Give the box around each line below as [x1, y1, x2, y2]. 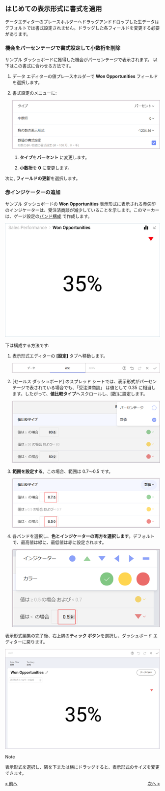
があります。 [5, 31, 31, 37]
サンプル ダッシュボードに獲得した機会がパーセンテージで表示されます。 [5, 57, 152, 63]
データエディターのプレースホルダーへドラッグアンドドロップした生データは [5, 19, 160, 25]
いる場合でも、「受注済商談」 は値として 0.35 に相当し [46, 385, 156, 391]
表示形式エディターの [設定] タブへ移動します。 [12, 353, 108, 359]
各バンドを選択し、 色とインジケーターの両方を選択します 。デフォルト [12, 533, 155, 539]
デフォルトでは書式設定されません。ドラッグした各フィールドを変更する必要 [5, 25, 160, 31]
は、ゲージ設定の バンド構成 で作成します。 [5, 214, 92, 219]
